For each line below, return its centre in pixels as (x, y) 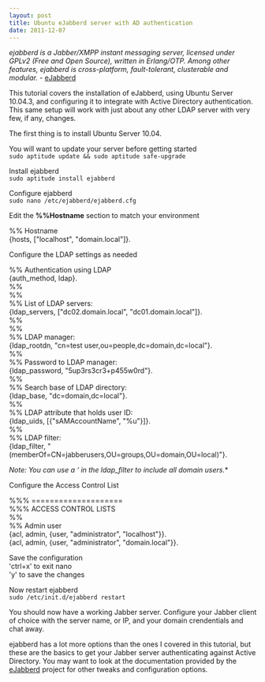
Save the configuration (46, 558)
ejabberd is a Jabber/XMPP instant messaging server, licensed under (122, 53)
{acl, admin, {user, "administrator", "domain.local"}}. (94, 543)
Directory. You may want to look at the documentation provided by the (123, 661)
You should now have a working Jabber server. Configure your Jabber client (133, 612)
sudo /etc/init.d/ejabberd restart (67, 597)
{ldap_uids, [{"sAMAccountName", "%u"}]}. (80, 421)
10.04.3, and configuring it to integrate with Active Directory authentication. (131, 102)
